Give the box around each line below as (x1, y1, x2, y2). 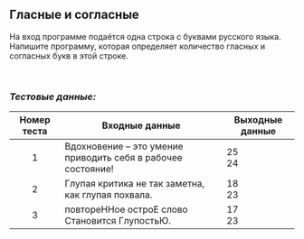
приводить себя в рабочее (64, 152, 183, 164)
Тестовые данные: (9, 90, 97, 103)
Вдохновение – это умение (64, 140, 184, 152)
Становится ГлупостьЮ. (64, 215, 172, 227)
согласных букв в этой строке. (9, 50, 128, 61)
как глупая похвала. (64, 188, 153, 201)
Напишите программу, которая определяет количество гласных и (9, 41, 266, 51)
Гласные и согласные (9, 7, 140, 23)
